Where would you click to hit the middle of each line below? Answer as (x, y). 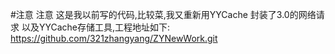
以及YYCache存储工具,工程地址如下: (96, 27)
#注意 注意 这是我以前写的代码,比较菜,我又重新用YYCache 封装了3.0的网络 (163, 14)
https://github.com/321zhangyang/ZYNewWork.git (114, 38)
